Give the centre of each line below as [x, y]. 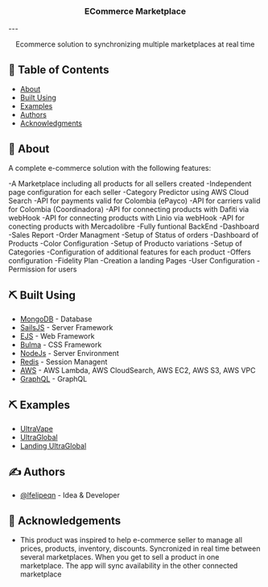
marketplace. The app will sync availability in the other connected [129, 566]
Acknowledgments [51, 123]
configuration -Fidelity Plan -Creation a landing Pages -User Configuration [132, 260]
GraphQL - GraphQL [54, 378]
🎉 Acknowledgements [65, 521]
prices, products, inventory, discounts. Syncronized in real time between [140, 548]
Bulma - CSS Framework [61, 345]
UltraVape [37, 428]
